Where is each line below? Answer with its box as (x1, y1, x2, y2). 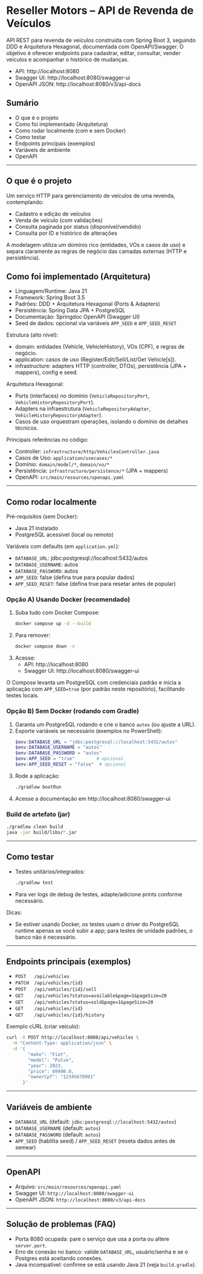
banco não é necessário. (14, 933, 77, 941)
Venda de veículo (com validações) (14, 216, 103, 224)
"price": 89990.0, (28, 1068, 74, 1074)
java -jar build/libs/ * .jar (6, 829, 77, 835)
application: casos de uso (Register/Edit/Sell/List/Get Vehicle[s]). (14, 356, 176, 363)
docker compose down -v (14, 643, 76, 649)
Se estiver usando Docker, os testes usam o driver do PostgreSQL (14, 921, 179, 928)
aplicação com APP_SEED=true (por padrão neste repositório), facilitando (6, 685, 185, 693)
